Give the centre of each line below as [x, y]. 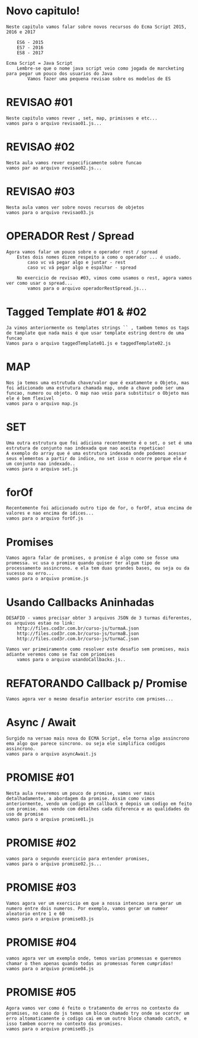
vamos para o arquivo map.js [42, 403]
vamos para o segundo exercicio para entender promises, [78, 859]
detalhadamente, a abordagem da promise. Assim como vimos [81, 799]
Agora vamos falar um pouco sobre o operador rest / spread [82, 252]
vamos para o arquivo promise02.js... [54, 864]
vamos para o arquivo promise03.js [50, 919]
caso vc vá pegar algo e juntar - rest [77, 262]
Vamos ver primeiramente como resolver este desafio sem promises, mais [98, 649]
